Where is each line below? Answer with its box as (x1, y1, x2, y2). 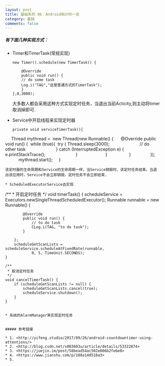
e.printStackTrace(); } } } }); (5, 152, 155, 158)
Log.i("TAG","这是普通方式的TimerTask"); (21, 82, 102, 88)
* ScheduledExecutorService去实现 (5, 182, 74, 187)
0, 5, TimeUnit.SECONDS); (31, 250, 85, 256)
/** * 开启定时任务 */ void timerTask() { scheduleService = (5, 191, 123, 198)
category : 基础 (5, 16, 35, 21)
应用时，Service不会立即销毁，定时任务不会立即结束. (12, 172, 107, 178)
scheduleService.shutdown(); (23, 290, 83, 295)
